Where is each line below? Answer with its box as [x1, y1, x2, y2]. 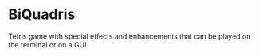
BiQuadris [8, 6, 76, 24]
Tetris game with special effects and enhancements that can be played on [8, 32, 251, 41]
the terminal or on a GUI [8, 39, 87, 49]
